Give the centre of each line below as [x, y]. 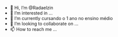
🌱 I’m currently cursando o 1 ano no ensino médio [61, 18]
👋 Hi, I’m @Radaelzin [32, 8]
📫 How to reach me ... [33, 29]
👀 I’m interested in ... [31, 13]
